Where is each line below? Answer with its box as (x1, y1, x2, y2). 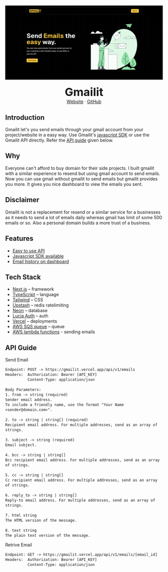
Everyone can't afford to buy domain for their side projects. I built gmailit (5, 165, 154, 171)
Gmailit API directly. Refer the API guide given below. (5, 137, 113, 143)
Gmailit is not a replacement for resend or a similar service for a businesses (5, 209, 161, 215)
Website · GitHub (66, 99, 101, 105)
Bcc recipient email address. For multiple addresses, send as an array (5, 458, 160, 463)
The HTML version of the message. (5, 518, 77, 523)
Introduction (5, 113, 45, 122)
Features (5, 234, 33, 243)
